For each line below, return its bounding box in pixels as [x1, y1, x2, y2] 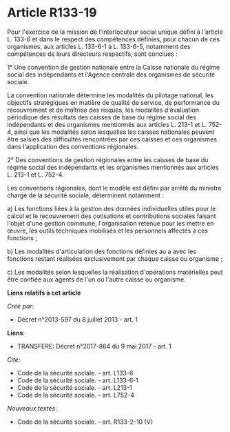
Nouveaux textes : [7, 404, 57, 412]
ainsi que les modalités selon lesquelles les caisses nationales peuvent [14, 128, 215, 136]
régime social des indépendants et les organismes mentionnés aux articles [7, 163, 219, 171]
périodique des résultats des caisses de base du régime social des [7, 112, 196, 121]
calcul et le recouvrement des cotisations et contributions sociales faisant [7, 212, 216, 220]
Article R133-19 [7, 5, 98, 21]
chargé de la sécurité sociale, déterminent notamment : [7, 191, 164, 199]
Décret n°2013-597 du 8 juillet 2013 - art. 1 [17, 315, 138, 324]
